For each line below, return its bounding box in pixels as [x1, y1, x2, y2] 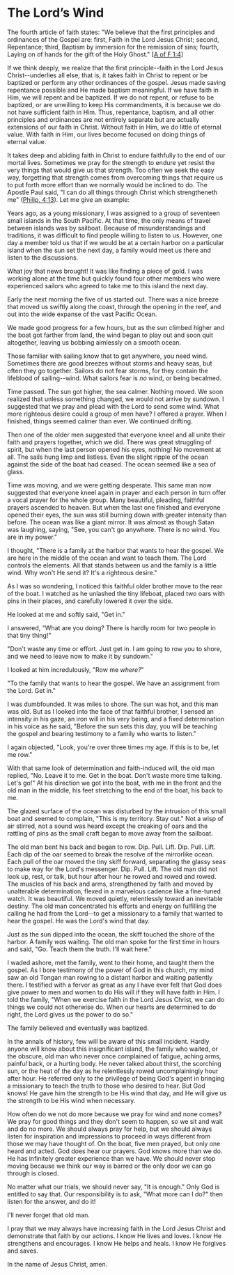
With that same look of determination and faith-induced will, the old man [7, 764, 214, 772]
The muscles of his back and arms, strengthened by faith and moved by [7, 879, 214, 888]
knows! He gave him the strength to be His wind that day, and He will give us [7, 1088, 227, 1097]
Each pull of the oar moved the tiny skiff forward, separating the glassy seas [7, 857, 226, 866]
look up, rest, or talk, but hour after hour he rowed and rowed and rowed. [7, 872, 217, 880]
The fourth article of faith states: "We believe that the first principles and [7, 28, 215, 36]
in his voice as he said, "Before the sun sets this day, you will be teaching [7, 722, 217, 730]
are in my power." [7, 533, 58, 541]
